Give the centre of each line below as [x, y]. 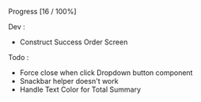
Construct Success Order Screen [74, 42]
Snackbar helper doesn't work [69, 81]
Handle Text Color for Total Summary [80, 89]
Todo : [19, 57]
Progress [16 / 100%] [42, 11]
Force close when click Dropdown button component [106, 73]
